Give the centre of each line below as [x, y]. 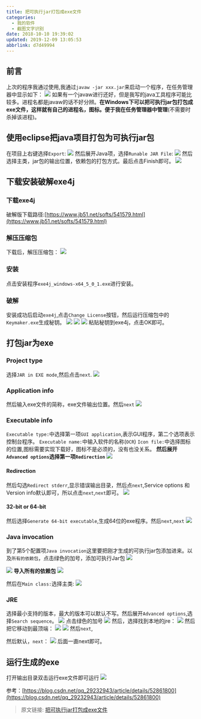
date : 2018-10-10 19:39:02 [40, 34]
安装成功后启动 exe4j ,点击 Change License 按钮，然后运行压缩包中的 [88, 315]
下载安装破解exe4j [40, 181]
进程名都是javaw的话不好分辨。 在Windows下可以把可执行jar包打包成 [107, 102]
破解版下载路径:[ [26, 215]
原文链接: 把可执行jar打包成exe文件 [64, 710]
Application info [30, 390]
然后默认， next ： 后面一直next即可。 [56, 641]
